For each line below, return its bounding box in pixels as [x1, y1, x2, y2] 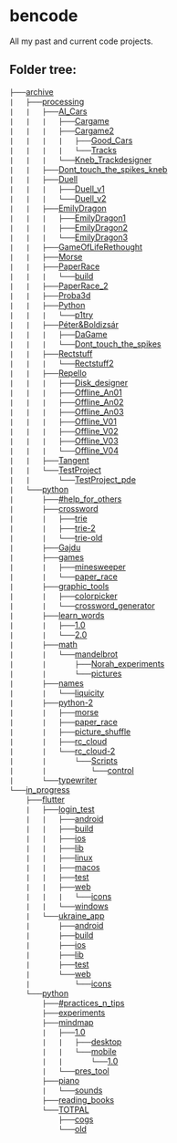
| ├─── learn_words [9, 609, 105, 620]
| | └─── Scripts [9, 754, 119, 766]
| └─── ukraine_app [26, 909, 105, 921]
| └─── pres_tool [42, 1065, 109, 1076]
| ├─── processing [9, 96, 85, 107]
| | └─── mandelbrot [9, 649, 119, 660]
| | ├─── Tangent [9, 454, 89, 465]
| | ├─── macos [26, 861, 100, 872]
